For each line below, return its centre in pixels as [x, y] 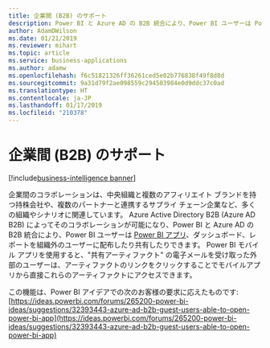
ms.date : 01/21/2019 [43, 38]
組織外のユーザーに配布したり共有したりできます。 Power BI [136, 244]
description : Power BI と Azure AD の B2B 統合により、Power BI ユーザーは [130, 23]
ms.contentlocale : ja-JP [50, 98]
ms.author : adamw [37, 68]
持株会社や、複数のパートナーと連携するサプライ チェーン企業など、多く [135, 204]
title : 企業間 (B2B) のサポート [57, 16]
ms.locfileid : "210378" [48, 113]
